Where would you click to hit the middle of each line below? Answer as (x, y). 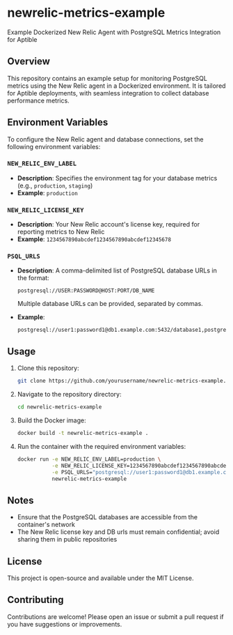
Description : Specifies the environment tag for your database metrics (117, 178)
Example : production (47, 192)
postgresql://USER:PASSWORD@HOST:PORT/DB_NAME (86, 291)
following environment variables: (54, 146)
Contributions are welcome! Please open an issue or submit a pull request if (115, 617)
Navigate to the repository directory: (69, 395)
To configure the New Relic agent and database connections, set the (105, 139)
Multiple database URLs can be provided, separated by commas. (110, 304)
